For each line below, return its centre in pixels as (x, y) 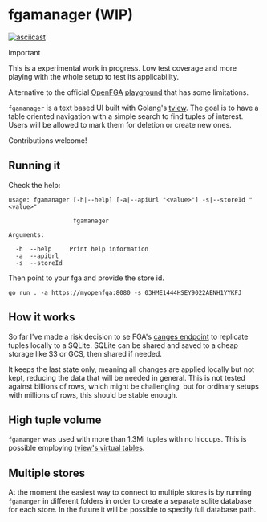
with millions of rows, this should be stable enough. (93, 394)
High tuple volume (55, 420)
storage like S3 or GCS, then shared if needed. (85, 353)
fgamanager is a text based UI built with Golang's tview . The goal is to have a (133, 108)
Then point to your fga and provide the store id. (86, 278)
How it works (42, 318)
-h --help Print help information (82, 249)
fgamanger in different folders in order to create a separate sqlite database (130, 501)
